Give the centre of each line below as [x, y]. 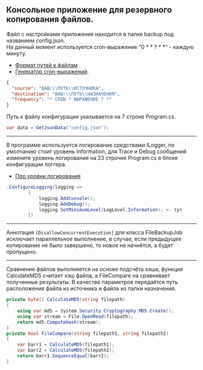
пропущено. [22, 252]
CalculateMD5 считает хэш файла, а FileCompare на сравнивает [88, 276]
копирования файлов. [50, 20]
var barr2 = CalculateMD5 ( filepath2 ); [66, 351]
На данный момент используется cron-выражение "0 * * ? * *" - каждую [100, 47]
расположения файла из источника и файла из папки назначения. [91, 289]
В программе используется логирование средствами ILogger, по [91, 145]
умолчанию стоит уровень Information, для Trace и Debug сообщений [96, 151]
